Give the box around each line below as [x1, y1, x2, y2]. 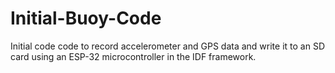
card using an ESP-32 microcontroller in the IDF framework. [10, 50, 257, 62]
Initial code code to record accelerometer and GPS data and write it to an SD [10, 40, 325, 52]
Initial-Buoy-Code [10, 7, 162, 30]
